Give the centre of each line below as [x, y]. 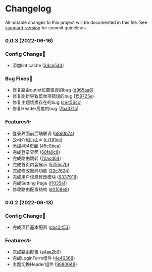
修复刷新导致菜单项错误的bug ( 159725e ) [53, 96]
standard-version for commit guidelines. [46, 27]
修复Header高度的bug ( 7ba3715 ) [46, 109]
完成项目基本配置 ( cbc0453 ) [41, 227]
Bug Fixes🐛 [19, 79]
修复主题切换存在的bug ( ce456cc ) [47, 102]
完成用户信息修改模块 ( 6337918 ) [45, 177]
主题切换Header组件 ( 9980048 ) [45, 265]
